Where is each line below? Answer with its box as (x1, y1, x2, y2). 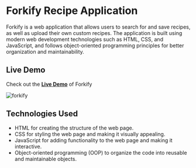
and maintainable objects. (14, 155, 77, 162)
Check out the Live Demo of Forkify (6, 80, 92, 87)
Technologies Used (6, 109, 78, 119)
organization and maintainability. (6, 48, 85, 55)
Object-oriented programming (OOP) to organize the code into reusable (14, 149, 187, 156)
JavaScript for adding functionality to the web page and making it (14, 136, 173, 143)
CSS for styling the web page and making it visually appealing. (14, 130, 166, 138)
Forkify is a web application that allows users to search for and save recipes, (6, 23, 191, 30)
